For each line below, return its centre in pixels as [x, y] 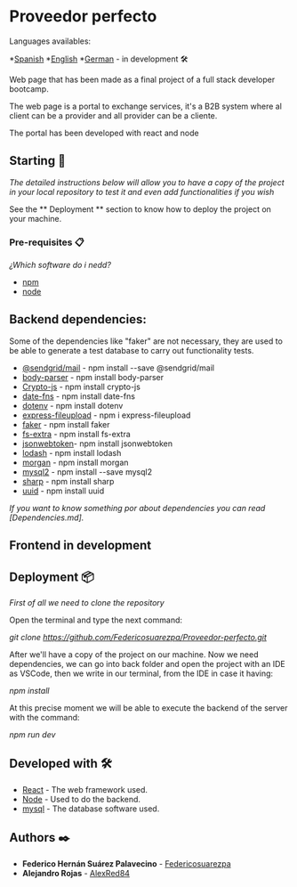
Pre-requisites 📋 [47, 242]
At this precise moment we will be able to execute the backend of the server [148, 708]
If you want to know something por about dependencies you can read [137, 508]
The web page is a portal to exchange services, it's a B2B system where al [146, 106]
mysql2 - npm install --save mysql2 [87, 472]
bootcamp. [29, 89]
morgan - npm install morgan [75, 462]
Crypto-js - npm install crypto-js [81, 387]
